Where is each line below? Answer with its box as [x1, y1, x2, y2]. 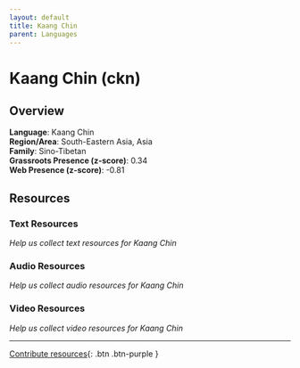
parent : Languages [9, 29, 78, 38]
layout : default [9, 12, 70, 22]
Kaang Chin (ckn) [9, 68, 141, 88]
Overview [9, 103, 65, 119]
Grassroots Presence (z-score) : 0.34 [9, 155, 148, 166]
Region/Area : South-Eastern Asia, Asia [9, 136, 154, 147]
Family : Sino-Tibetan [9, 146, 87, 157]
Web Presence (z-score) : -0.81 [9, 165, 125, 176]
